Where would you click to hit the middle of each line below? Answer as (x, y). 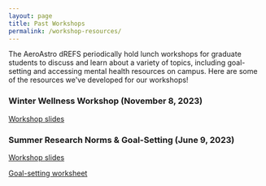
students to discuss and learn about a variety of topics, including (117, 63)
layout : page (31, 16)
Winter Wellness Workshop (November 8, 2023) (106, 101)
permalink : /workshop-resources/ (65, 31)
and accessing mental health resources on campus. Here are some (145, 71)
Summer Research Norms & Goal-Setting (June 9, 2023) (122, 140)
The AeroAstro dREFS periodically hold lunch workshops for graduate (125, 54)
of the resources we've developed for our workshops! (98, 80)
